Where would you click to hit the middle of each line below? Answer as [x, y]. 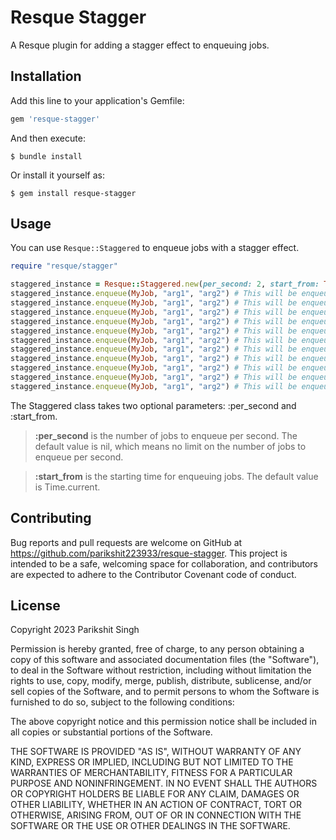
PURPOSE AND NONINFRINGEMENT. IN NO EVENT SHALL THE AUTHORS [164, 783]
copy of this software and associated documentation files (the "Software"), [165, 660]
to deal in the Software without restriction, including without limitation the [161, 670]
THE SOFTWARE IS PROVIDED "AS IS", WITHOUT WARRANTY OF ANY [156, 752]
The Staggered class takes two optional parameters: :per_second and [153, 405]
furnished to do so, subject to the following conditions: [122, 702]
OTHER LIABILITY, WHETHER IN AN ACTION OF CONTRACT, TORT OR [156, 805]
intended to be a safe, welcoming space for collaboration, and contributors [164, 563]
